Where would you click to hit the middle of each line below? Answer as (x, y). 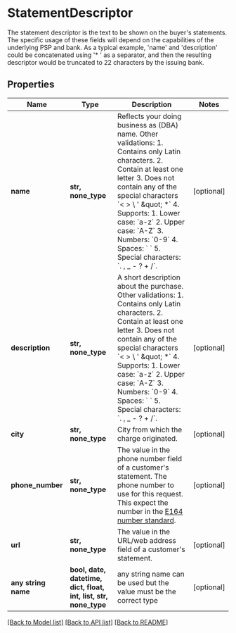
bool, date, (88, 570)
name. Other (138, 134)
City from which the (150, 430)
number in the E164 (150, 511)
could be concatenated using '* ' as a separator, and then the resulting (110, 55)
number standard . (146, 520)
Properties (31, 85)
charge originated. (147, 438)
